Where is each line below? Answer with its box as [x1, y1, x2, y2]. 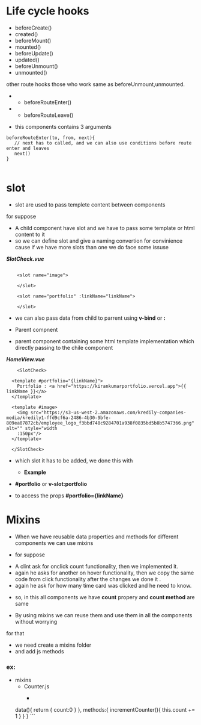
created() [14, 30, 38, 37]
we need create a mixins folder [14, 641, 92, 649]
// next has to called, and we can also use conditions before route [14, 140, 192, 146]
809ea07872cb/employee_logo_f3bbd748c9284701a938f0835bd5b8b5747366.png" [6, 420, 195, 426]
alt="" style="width [6, 425, 58, 431]
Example [23, 468, 47, 476]
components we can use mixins [14, 539, 94, 546]
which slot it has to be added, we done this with [14, 456, 133, 464]
